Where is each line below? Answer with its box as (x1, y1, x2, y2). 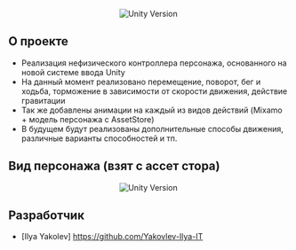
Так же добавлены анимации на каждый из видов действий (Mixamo (20, 105, 283, 115)
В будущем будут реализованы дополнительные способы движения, (20, 123, 284, 134)
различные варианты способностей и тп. (20, 133, 178, 144)
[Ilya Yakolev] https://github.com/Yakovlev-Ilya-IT (20, 231, 204, 242)
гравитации (20, 95, 66, 105)
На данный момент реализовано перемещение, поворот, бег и (20, 76, 261, 87)
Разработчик (8, 208, 85, 223)
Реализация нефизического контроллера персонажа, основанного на (20, 58, 287, 68)
